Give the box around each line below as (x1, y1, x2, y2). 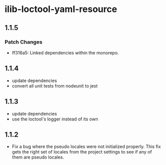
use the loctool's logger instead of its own (11, 116, 98, 122)
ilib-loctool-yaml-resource (4, 3, 118, 15)
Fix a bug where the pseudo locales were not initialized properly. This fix (11, 143, 161, 149)
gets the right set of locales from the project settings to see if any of (11, 149, 153, 155)
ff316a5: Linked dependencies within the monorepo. (11, 49, 119, 55)
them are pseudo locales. (11, 154, 64, 160)
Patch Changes (4, 38, 43, 45)
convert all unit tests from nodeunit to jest (11, 82, 98, 88)
